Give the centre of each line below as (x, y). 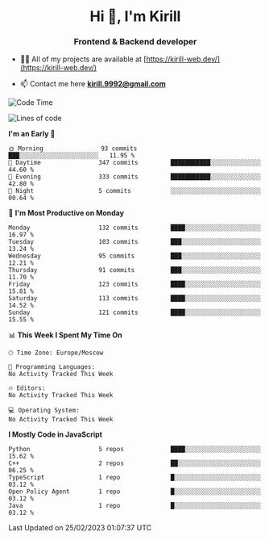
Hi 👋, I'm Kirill (135, 17)
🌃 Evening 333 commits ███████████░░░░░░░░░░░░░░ (135, 177)
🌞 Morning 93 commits (73, 149)
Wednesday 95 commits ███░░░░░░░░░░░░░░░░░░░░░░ (135, 256)
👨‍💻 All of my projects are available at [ (83, 59)
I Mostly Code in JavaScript (56, 434)
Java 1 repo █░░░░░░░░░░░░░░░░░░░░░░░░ (135, 506)
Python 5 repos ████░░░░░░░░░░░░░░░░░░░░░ (135, 450)
